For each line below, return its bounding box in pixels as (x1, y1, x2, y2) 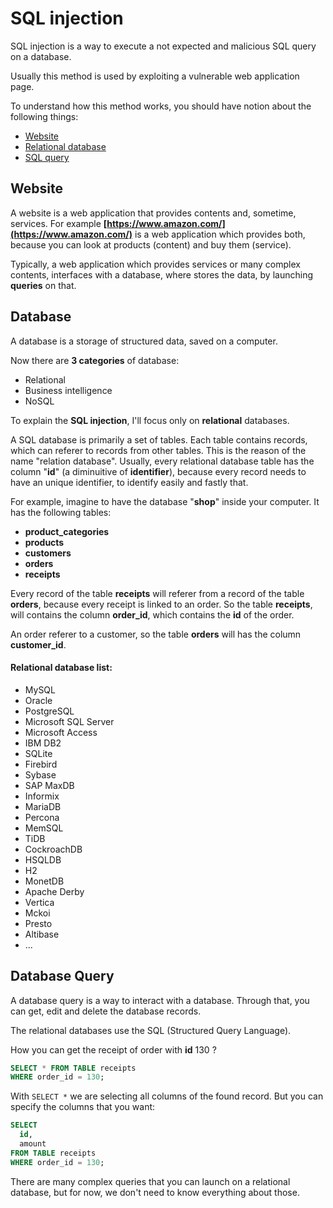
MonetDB (24, 875, 65, 887)
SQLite (24, 747, 53, 759)
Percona (24, 811, 60, 823)
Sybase (24, 768, 57, 781)
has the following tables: (10, 506, 112, 518)
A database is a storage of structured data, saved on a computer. (10, 335, 278, 347)
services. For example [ (10, 217, 108, 229)
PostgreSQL (24, 705, 75, 717)
